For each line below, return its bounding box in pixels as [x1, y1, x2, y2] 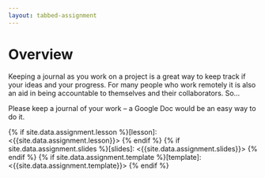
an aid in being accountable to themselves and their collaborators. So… [8, 88, 240, 98]
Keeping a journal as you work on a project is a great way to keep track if [8, 72, 246, 81]
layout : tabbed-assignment [8, 11, 97, 20]
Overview [8, 45, 74, 63]
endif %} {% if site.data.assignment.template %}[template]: [8, 152, 202, 161]
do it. [8, 112, 25, 121]
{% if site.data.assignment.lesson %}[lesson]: [8, 127, 157, 136]
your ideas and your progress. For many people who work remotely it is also [8, 80, 256, 89]
